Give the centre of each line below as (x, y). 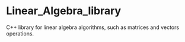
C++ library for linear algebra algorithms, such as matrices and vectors (93, 27)
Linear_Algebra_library (64, 11)
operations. (20, 33)
